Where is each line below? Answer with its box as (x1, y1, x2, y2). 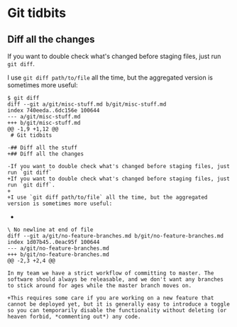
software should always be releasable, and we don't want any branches (7, 276, 224, 283)
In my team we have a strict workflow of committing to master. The (7, 270, 214, 277)
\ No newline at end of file (7, 226, 94, 233)
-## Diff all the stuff (7, 144, 78, 151)
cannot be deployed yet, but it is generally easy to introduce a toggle (7, 301, 231, 308)
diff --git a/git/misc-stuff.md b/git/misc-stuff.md (7, 101, 167, 108)
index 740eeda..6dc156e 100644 (7, 107, 100, 114)
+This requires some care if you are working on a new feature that (7, 294, 214, 301)
